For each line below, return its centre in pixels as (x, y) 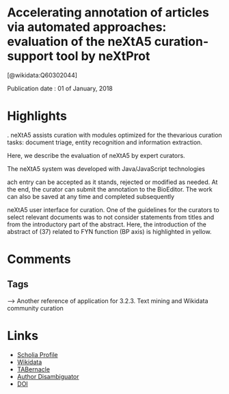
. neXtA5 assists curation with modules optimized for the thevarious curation (114, 135)
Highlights (37, 116)
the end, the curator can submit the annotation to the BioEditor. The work (110, 189)
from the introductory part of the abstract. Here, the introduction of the (107, 224)
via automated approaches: (87, 27)
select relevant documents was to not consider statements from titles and (111, 217)
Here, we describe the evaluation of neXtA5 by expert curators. (96, 155)
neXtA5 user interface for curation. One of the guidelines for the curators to (113, 209)
